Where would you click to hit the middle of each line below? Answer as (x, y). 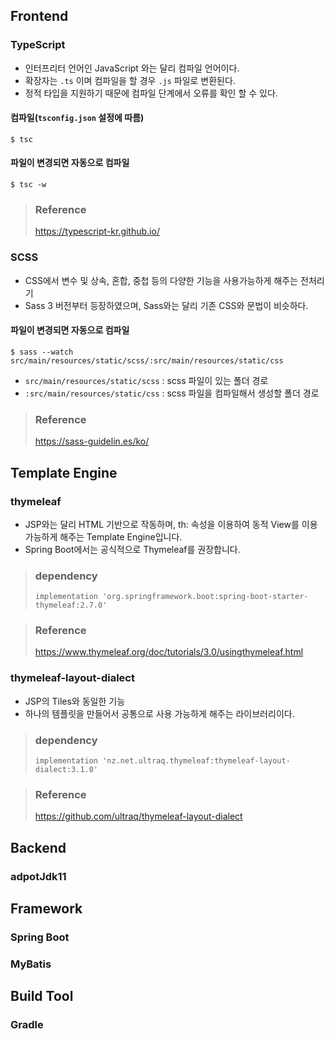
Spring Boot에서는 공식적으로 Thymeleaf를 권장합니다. (132, 549)
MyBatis (31, 964)
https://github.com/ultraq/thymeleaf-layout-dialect (138, 816)
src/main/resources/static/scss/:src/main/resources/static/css (147, 360)
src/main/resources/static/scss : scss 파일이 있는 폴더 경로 (146, 380)
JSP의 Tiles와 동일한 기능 (75, 701)
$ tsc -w (28, 185)
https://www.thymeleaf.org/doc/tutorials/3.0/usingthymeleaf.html (169, 652)
